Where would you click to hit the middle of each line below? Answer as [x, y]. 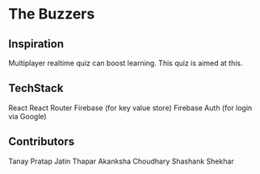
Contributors [42, 142]
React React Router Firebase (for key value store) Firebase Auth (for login [130, 108]
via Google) [27, 116]
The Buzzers [52, 14]
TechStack [36, 88]
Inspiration [36, 44]
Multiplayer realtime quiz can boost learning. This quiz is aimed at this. [126, 63]
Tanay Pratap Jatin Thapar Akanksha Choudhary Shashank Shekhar [121, 161]
